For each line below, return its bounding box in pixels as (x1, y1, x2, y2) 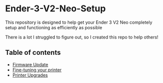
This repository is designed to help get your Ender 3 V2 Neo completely (5, 19, 153, 25)
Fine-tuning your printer (12, 67, 62, 73)
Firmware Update (12, 61, 48, 67)
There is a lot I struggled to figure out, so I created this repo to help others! (5, 34, 159, 40)
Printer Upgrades (12, 72, 48, 78)
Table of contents (5, 48, 61, 57)
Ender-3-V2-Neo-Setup (5, 3, 106, 14)
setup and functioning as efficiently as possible (5, 24, 102, 30)
